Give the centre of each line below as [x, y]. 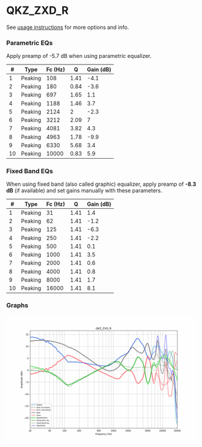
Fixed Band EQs [30, 171]
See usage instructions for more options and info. [68, 27]
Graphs [17, 305]
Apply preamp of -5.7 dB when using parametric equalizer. [79, 56]
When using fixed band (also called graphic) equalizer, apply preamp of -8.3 [101, 184]
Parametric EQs [30, 43]
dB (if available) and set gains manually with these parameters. [84, 191]
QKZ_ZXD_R [37, 11]
